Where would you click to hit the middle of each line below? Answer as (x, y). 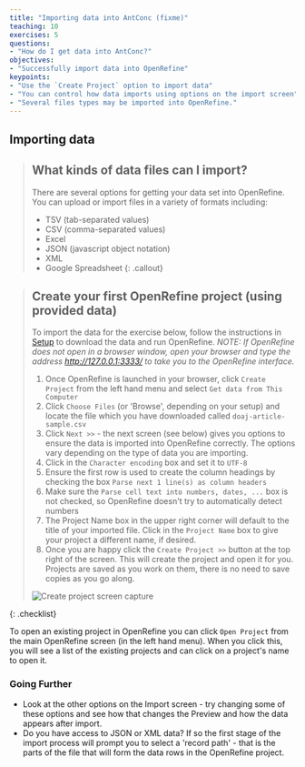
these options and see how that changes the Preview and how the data (155, 713)
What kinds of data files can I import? (139, 171)
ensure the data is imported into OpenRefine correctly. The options (170, 443)
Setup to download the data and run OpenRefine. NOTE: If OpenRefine (163, 342)
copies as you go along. (90, 579)
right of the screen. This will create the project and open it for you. (169, 560)
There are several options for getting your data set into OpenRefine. (158, 192)
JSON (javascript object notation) (108, 248)
